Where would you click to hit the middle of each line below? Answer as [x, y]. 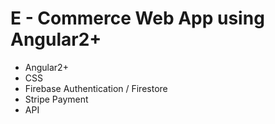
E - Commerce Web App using [137, 18]
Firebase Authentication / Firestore [96, 88]
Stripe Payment [56, 99]
